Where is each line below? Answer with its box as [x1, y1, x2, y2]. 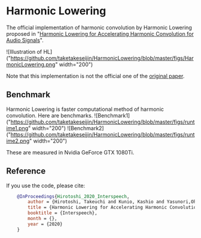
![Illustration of [6, 48, 42, 55]
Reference [6, 166, 46, 177]
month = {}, [28, 216, 58, 222]
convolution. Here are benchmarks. [6, 112, 93, 119]
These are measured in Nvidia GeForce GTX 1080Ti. [6, 149, 135, 156]
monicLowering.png [6, 61, 56, 68]
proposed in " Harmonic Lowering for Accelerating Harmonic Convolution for [6, 30, 194, 37]
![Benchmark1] [94, 112, 130, 119]
